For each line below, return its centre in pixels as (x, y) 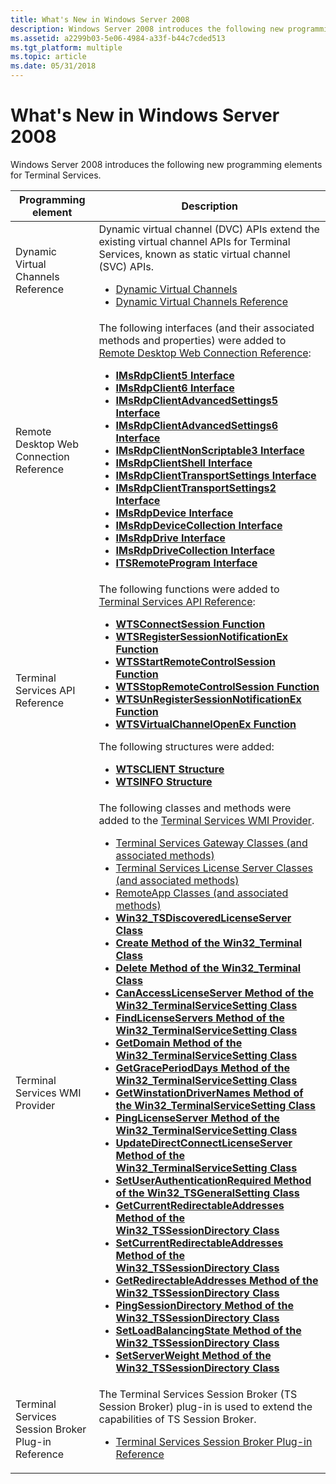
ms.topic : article (48, 57)
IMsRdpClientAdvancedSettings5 (197, 400)
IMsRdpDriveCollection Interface (195, 550)
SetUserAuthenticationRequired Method (213, 1180)
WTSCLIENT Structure (170, 769)
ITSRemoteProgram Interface (186, 563)
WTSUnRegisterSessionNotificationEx (208, 699)
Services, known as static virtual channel (194, 254)
